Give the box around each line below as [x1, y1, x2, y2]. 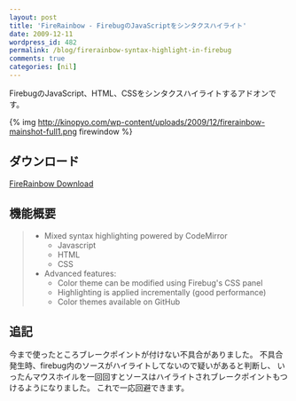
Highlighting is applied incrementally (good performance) [57, 287, 267, 297]
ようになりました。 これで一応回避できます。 [24, 382, 190, 393]
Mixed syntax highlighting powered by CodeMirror [43, 230, 228, 240]
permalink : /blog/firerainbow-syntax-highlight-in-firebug [9, 46, 232, 55]
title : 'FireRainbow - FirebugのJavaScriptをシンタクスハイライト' [9, 21, 247, 30]
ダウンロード [9, 154, 80, 169]
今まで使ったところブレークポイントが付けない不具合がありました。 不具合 [9, 350, 284, 360]
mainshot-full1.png [9, 126, 77, 137]
